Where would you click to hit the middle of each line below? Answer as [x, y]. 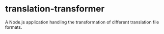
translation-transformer [55, 9]
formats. [14, 27]
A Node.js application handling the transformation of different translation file [82, 22]
